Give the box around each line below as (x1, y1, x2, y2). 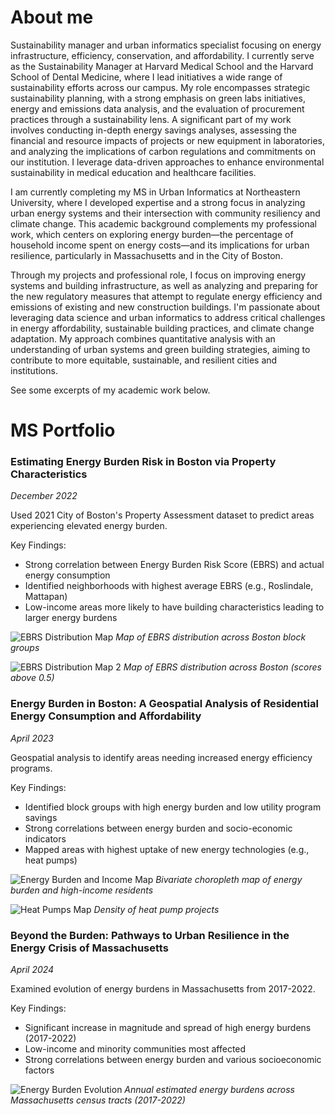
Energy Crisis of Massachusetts (10, 941, 169, 955)
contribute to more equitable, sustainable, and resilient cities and (10, 354, 278, 366)
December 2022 (10, 490, 78, 502)
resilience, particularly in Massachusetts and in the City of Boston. (10, 249, 283, 261)
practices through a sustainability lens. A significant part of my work (10, 113, 292, 125)
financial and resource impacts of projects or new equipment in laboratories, (10, 134, 325, 146)
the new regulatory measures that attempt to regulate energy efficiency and (10, 290, 323, 302)
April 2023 (10, 732, 54, 744)
